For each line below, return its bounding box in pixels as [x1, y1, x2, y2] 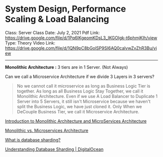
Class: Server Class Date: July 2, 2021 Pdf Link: [5, 30, 100, 35]
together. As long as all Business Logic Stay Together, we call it [16, 88, 144, 94]
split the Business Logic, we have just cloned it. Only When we [16, 103, 142, 110]
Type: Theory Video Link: [5, 40, 56, 46]
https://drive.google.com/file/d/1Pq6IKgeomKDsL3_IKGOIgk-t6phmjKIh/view [5, 35, 158, 41]
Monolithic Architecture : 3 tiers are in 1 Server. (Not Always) [5, 64, 128, 70]
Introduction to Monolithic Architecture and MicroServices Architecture [5, 118, 147, 124]
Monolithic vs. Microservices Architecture [5, 127, 89, 133]
